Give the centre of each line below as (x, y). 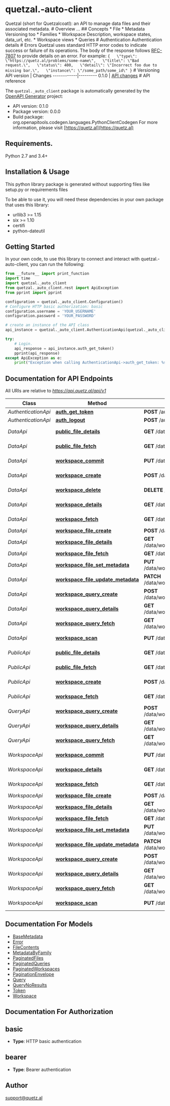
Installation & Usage (37, 172)
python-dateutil (29, 231)
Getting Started (30, 247)
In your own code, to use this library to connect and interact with (73, 259)
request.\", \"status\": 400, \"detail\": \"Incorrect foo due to (81, 65)
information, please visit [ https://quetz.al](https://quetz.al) (73, 128)
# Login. (24, 344)
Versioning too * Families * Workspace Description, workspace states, (78, 34)
